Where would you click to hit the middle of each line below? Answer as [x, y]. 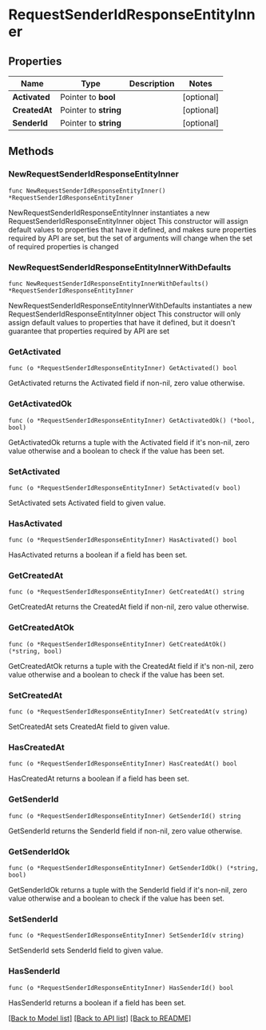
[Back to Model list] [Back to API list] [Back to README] [100, 1018]
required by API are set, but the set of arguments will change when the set [131, 238]
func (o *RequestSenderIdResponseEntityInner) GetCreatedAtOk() [117, 644]
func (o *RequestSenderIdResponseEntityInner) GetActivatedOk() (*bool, [132, 420]
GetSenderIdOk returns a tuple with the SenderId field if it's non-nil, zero [128, 889]
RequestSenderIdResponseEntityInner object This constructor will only [125, 314]
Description [152, 84]
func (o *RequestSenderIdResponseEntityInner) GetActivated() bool [123, 368]
